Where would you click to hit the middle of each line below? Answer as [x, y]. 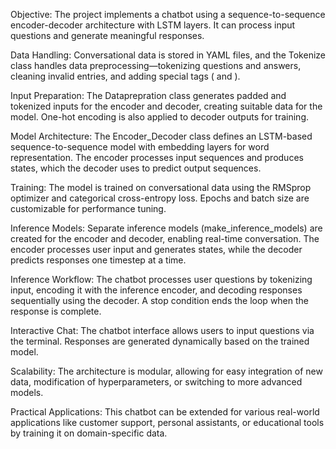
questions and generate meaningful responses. [107, 35]
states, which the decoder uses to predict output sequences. [136, 168]
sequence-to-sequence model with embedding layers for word [140, 147]
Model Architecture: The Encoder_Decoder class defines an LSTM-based [161, 136]
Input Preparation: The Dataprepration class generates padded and [148, 95]
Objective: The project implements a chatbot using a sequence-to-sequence [168, 14]
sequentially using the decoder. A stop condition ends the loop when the [160, 300]
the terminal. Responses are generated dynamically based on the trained [160, 341]
